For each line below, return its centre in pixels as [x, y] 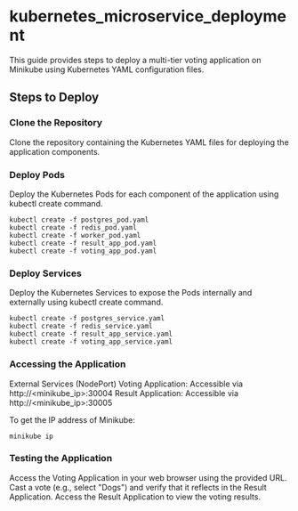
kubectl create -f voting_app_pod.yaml [83, 251]
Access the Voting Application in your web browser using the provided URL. [148, 477]
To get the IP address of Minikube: [72, 419]
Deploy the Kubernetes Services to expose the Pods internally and [131, 293]
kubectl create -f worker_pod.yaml [75, 235]
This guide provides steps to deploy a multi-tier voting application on [135, 60]
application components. [55, 151]
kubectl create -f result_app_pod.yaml [83, 243]
